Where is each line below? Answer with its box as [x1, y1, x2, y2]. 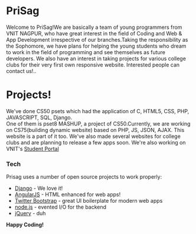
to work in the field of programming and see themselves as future [6, 48, 166, 55]
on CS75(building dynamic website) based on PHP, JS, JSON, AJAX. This [6, 126, 185, 133]
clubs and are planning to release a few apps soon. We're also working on [6, 139, 186, 146]
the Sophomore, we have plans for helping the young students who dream [6, 42, 187, 50]
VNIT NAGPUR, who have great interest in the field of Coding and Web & [6, 29, 182, 37]
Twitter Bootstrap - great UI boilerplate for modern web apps [14, 197, 163, 205]
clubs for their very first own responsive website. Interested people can [6, 61, 180, 68]
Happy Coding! [6, 221, 44, 228]
